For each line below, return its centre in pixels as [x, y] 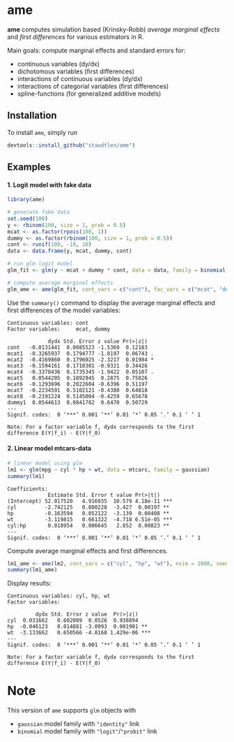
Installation [32, 116]
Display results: [29, 583]
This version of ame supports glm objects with [72, 711]
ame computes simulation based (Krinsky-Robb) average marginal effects [114, 29]
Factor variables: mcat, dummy [59, 329]
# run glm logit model [40, 264]
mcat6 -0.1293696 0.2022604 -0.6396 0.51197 [78, 384]
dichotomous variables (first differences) [76, 71]
